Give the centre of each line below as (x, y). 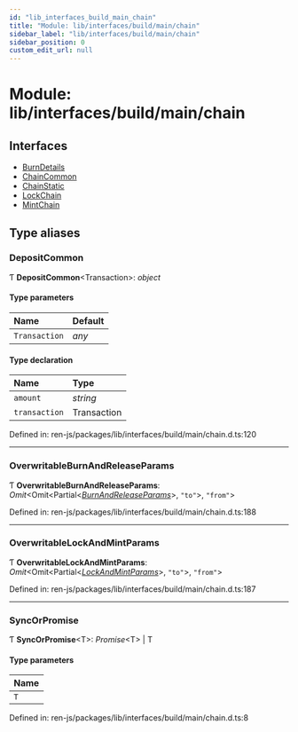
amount (27, 398)
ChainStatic (43, 186)
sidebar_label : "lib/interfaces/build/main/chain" (105, 34)
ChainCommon (49, 177)
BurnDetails (43, 167)
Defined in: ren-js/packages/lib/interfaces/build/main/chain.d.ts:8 (129, 718)
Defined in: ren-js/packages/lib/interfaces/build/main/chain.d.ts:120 (133, 435)
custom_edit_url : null (51, 51)
